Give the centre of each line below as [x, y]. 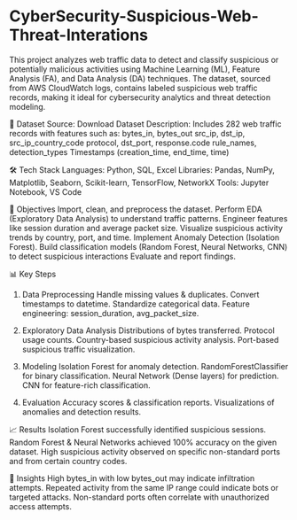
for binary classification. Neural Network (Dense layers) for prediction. [150, 376]
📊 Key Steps [33, 274]
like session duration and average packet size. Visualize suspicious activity [146, 228]
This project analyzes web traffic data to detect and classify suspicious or [144, 59]
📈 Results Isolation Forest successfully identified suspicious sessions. [138, 429]
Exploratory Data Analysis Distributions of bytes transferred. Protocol [148, 330]
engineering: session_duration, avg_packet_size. [110, 313]
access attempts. [41, 506]
